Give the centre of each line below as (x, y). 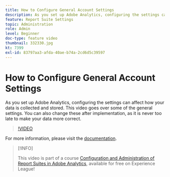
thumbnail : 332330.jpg (29, 43)
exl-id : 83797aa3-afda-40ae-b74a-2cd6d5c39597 (55, 52)
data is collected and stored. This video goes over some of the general (79, 108)
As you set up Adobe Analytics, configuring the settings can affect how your (85, 103)
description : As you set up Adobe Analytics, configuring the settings (82, 15)
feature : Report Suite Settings (39, 19)
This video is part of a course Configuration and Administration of (86, 158)
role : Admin (18, 29)
